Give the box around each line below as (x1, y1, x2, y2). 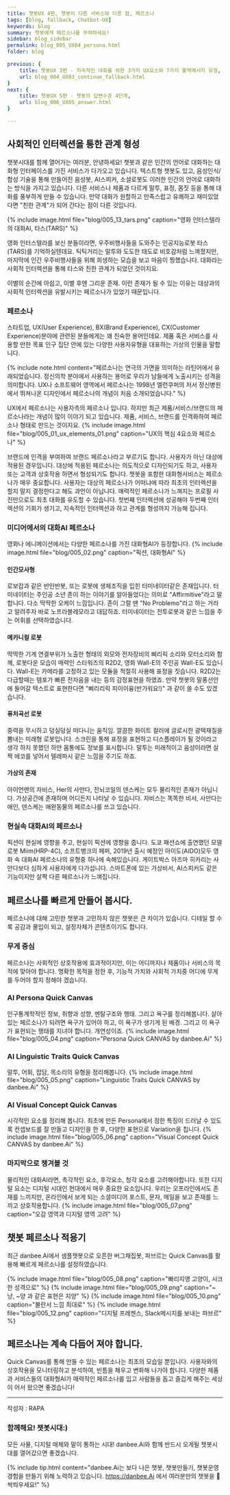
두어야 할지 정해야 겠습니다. (14, 976, 88, 984)
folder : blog (7, 49, 44, 56)
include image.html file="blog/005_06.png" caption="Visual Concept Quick (7, 1133, 219, 1141)
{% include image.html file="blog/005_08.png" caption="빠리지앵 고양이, (7, 1274, 211, 1283)
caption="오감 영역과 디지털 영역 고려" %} (7, 1210, 121, 1218)
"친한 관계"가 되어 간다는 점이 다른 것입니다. (19, 200, 137, 209)
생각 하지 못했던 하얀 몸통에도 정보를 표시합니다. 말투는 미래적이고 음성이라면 (7, 743, 212, 751)
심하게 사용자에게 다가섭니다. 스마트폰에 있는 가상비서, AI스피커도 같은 (30, 864, 218, 872)
